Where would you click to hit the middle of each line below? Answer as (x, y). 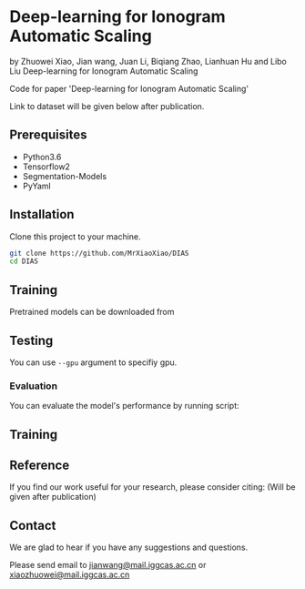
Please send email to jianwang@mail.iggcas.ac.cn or (108, 565)
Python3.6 (42, 157)
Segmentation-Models (65, 176)
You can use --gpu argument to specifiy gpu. (93, 362)
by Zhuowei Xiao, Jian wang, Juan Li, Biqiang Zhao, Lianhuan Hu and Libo (148, 61)
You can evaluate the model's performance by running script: (124, 406)
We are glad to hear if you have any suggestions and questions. (129, 547)
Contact (33, 525)
